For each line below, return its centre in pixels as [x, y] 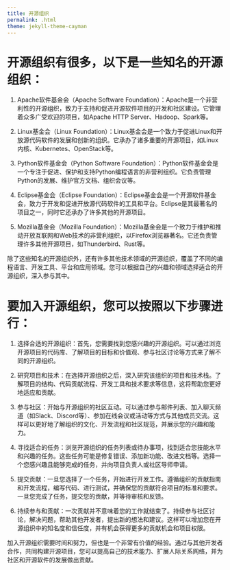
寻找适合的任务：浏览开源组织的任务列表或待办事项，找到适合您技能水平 [119, 448]
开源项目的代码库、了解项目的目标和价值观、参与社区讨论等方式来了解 [116, 352]
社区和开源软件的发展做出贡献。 [52, 560]
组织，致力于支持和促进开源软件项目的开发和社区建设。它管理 [134, 109]
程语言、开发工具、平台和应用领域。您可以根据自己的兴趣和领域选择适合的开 [115, 267]
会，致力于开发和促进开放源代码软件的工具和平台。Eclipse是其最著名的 [117, 204]
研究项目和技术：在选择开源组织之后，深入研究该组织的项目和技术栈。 [116, 376]
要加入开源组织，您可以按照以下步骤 [109, 306]
